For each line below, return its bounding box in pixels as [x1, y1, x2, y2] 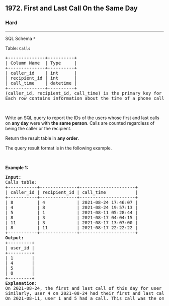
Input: [5, 174, 22, 180]
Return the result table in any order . [5, 135, 79, 141]
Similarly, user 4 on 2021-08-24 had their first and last [5, 290, 154, 296]
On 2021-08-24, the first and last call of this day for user [5, 285, 162, 291]
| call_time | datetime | [5, 80, 77, 86]
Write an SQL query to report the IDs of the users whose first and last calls [5, 115, 159, 121]
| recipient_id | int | [5, 75, 77, 81]
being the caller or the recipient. [5, 125, 72, 131]
